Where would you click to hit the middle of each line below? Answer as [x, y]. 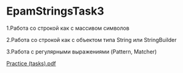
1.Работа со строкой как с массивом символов [68, 28]
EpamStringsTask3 [56, 11]
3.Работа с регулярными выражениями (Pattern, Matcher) [82, 51]
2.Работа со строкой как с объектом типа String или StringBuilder [91, 40]
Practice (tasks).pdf [31, 63]
